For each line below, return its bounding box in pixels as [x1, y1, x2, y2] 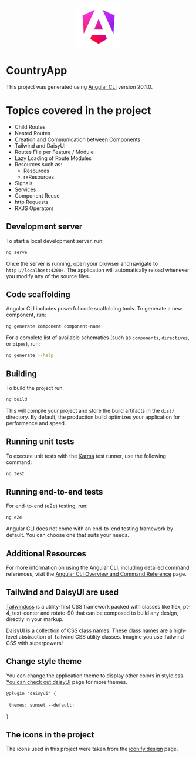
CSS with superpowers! [6, 639, 63, 646]
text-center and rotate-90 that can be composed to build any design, [12, 609, 179, 616]
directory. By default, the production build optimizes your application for [6, 413, 181, 420]
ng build [6, 396, 28, 402]
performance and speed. [6, 419, 66, 426]
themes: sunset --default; [8, 702, 75, 708]
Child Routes [14, 123, 46, 131]
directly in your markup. [6, 615, 64, 622]
